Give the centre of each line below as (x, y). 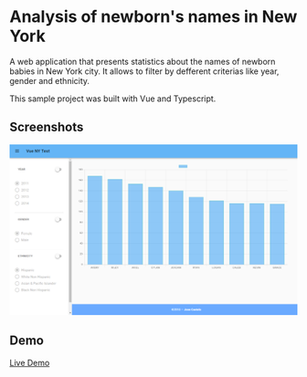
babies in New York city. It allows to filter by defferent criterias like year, (144, 71)
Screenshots (47, 127)
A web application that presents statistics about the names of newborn (143, 61)
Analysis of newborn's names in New (153, 17)
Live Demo (30, 362)
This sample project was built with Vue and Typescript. (113, 99)
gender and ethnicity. (49, 80)
